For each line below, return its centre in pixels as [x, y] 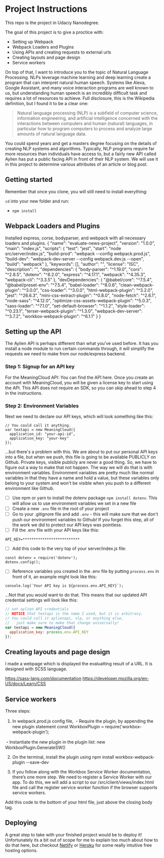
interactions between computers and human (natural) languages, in [85, 123]
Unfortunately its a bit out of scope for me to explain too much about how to [82, 840]
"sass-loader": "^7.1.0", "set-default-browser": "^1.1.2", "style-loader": [75, 306]
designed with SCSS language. [36, 669]
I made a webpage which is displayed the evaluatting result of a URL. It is [79, 664]
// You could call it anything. [38, 425]
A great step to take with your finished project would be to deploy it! [73, 834]
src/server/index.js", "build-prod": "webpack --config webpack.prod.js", [78, 254]
